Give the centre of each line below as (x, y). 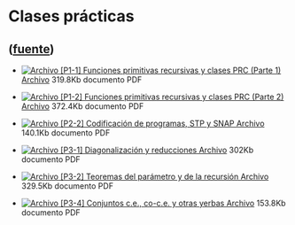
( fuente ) (31, 49)
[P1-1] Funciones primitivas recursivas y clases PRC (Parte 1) (171, 70)
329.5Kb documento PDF (67, 186)
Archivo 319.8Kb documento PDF (82, 80)
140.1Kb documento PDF (66, 133)
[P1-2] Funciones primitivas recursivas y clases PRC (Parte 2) (172, 97)
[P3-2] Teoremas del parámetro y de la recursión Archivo (165, 176)
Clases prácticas (71, 16)
